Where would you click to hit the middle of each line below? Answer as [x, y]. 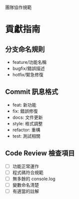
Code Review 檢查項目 [40, 153]
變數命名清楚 [25, 185]
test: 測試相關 [26, 136]
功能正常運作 [25, 166]
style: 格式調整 [27, 123]
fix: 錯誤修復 [25, 111]
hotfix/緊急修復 [28, 75]
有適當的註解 [25, 191]
